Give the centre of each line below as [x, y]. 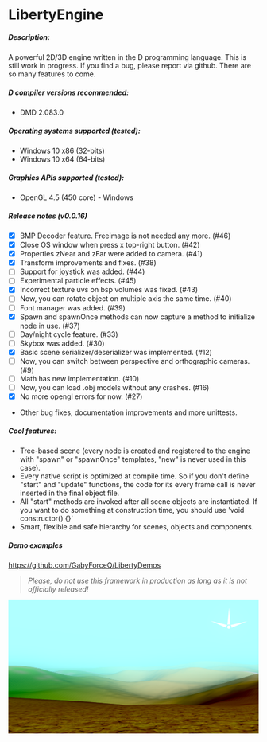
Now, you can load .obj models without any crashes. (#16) [114, 387]
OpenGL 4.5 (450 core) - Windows [76, 197]
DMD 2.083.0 [42, 112]
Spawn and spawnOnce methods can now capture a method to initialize [137, 317]
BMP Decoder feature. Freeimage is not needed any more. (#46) [125, 236]
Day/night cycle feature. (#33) [69, 334]
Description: [29, 37]
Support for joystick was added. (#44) [82, 271]
